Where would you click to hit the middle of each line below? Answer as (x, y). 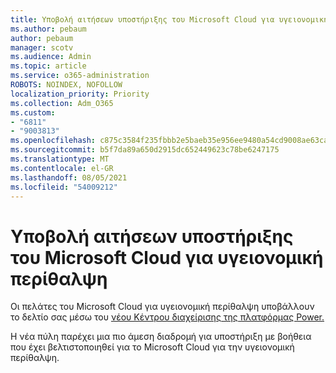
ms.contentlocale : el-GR (62, 168)
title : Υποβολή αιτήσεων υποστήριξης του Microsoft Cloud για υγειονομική (169, 19)
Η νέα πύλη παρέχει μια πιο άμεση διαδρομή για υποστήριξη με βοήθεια (161, 337)
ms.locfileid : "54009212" (64, 187)
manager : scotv (42, 47)
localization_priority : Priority (80, 94)
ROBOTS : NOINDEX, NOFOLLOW (66, 85)
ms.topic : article (48, 66)
